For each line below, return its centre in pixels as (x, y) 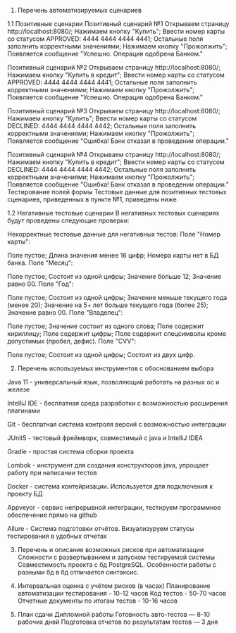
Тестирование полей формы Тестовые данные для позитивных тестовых (117, 192)
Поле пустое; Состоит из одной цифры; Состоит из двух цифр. (101, 355)
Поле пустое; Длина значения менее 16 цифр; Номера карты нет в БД (113, 255)
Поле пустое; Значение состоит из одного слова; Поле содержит (106, 326)
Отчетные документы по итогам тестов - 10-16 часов (98, 601)
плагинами (24, 410)
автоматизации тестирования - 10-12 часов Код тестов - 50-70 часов (122, 593)
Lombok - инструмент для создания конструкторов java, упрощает (108, 465)
